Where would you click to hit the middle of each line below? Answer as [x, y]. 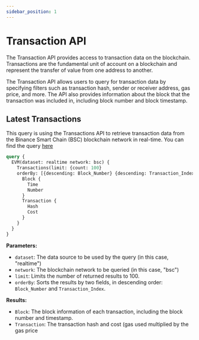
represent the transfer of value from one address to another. [79, 70]
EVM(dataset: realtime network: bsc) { [61, 163]
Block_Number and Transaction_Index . [60, 288]
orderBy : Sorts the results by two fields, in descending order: [89, 282]
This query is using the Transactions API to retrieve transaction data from [95, 134]
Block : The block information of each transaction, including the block [99, 312]
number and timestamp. [44, 317]
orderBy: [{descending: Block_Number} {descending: [82, 173]
